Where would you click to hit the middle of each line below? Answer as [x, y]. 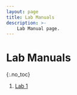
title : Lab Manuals [30, 17]
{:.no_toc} [18, 75]
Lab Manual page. [38, 28]
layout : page [22, 12]
